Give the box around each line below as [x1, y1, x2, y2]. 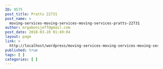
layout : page [5, 34, 32, 39]
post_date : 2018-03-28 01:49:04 [5, 30, 70, 34]
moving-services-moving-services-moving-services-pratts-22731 [9, 20, 140, 26]
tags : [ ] [5, 52, 25, 57]
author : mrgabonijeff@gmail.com [5, 25, 70, 30]
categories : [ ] [5, 57, 38, 62]
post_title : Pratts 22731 [5, 12, 57, 17]
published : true [5, 48, 38, 52]
